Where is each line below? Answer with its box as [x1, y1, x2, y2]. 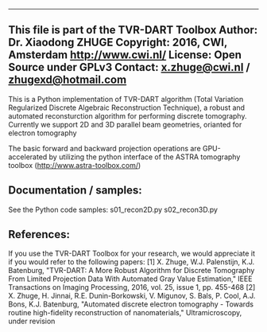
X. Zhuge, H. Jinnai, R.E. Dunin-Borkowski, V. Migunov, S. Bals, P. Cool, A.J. [8, 291, 256, 301]
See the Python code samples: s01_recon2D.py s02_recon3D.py [8, 205, 219, 214]
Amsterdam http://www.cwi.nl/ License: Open [8, 49, 242, 62]
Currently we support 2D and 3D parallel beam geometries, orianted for [8, 119, 242, 129]
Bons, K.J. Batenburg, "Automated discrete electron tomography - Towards [8, 299, 254, 309]
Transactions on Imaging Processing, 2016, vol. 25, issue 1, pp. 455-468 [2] [8, 283, 256, 292]
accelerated [8, 152, 48, 162]
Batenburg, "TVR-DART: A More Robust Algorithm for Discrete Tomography [8, 266, 255, 275]
